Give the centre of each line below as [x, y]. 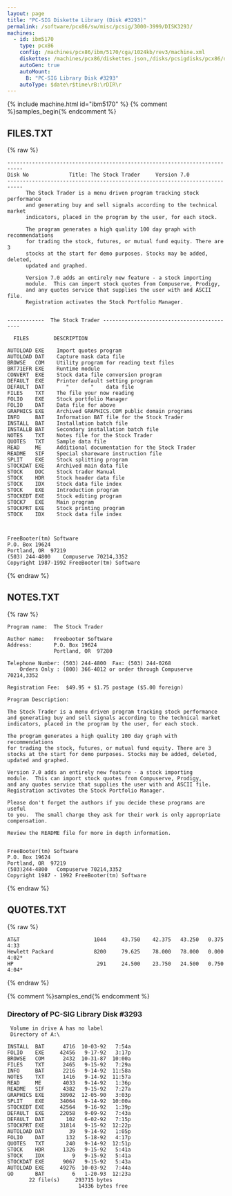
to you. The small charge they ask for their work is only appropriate [114, 815]
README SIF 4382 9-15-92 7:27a [69, 1089]
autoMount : [35, 71]
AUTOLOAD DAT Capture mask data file [66, 357]
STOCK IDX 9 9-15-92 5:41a [69, 1155]
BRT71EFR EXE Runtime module [54, 369]
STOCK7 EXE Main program [51, 502]
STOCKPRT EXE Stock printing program [66, 509]
